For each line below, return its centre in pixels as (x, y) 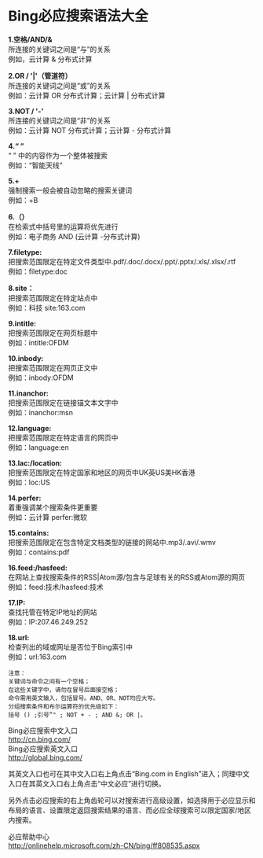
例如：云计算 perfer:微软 (48, 517)
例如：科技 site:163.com (47, 307)
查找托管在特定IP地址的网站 (53, 612)
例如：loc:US (29, 482)
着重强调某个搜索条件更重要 (53, 507)
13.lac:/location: (35, 463)
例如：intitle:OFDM (38, 342)
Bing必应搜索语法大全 (79, 16)
